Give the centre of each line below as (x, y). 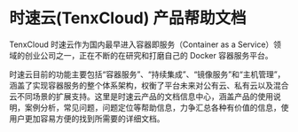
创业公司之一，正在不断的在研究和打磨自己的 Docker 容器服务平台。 (149, 55)
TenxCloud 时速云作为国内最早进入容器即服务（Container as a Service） (141, 44)
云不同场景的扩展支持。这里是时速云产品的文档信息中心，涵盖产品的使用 (141, 96)
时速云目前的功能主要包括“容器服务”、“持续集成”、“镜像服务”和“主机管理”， (147, 74)
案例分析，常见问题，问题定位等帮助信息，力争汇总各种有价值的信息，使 (157, 107)
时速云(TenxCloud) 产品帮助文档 (128, 18)
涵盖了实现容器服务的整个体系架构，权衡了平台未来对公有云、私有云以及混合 (149, 85)
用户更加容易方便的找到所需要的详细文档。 (87, 118)
